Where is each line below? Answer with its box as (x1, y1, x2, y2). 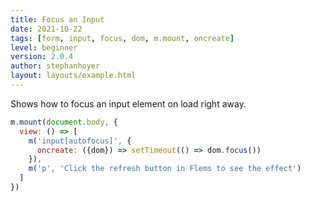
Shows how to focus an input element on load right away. (10, 97, 247, 110)
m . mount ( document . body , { (10, 117, 118, 127)
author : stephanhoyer (10, 61, 101, 71)
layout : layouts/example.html (10, 71, 137, 81)
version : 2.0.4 (10, 52, 74, 62)
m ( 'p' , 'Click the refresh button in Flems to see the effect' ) (28, 164, 302, 174)
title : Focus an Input (10, 14, 105, 25)
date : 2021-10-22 (10, 24, 83, 34)
